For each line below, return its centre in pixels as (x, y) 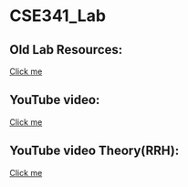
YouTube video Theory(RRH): (94, 151)
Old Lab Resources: (66, 50)
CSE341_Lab (58, 16)
